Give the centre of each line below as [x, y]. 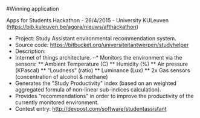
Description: [30, 51]
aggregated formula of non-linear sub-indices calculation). [88, 89]
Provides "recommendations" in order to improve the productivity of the [105, 96]
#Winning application [33, 9]
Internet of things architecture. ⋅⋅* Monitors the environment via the [98, 57]
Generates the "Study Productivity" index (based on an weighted [96, 83]
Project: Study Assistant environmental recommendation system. [95, 38]
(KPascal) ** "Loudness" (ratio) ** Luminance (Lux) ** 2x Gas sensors [102, 70]
